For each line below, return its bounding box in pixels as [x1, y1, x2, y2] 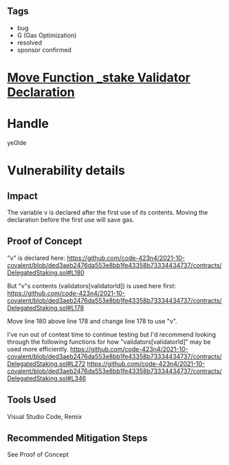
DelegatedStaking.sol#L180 [7, 268, 85, 277]
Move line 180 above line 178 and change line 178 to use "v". [7, 316, 177, 325]
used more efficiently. [7, 345, 69, 353]
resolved [17, 38, 43, 47]
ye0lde [7, 138, 27, 147]
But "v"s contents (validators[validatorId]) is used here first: [7, 281, 177, 290]
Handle [7, 116, 50, 131]
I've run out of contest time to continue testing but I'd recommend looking [7, 330, 217, 338]
